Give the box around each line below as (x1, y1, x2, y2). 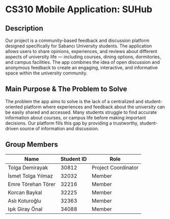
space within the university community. (5, 70, 88, 76)
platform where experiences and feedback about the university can (23, 104, 165, 110)
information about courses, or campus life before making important (5, 114, 146, 120)
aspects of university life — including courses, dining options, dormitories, (5, 54, 161, 60)
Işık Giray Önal (8, 205, 43, 212)
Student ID (60, 155, 87, 162)
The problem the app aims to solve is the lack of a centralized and (5, 98, 144, 104)
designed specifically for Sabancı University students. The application (5, 43, 152, 49)
